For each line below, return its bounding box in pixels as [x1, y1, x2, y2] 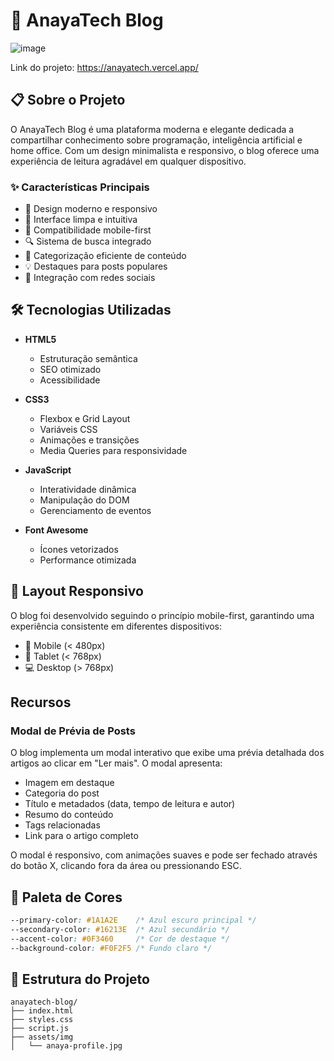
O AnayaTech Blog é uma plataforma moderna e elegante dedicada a [10, 123, 295, 135]
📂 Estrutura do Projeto [10, 971, 150, 988]
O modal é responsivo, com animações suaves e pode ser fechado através [10, 849, 318, 861]
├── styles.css [10, 1015, 74, 1025]
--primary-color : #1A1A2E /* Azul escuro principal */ [10, 915, 257, 926]
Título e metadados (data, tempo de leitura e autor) [24, 798, 236, 810]
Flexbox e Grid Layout [39, 412, 131, 424]
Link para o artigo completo [24, 830, 139, 842]
